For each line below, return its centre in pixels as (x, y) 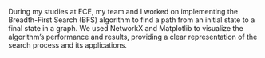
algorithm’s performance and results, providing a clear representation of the (133, 37)
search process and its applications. (68, 45)
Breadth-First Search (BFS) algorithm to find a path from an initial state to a (132, 20)
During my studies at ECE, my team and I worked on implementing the (123, 12)
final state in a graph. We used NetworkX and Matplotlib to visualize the (126, 28)
